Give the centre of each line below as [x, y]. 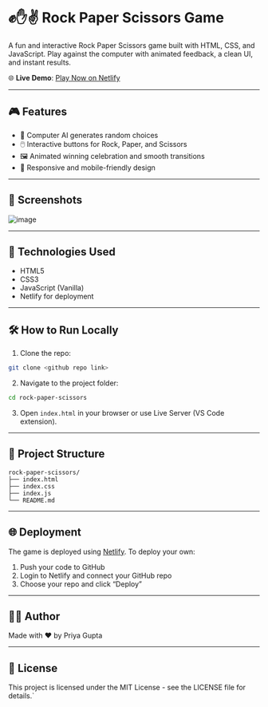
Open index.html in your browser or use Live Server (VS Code [122, 413]
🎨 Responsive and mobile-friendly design [87, 168]
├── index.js [30, 493]
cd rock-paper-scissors [48, 398]
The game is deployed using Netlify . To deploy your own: [102, 551]
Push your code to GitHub [62, 567]
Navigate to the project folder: [69, 383]
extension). [38, 421]
